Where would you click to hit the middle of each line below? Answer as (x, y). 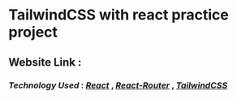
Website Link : (45, 62)
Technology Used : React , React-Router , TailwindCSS (118, 85)
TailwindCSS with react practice (119, 15)
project (33, 32)
